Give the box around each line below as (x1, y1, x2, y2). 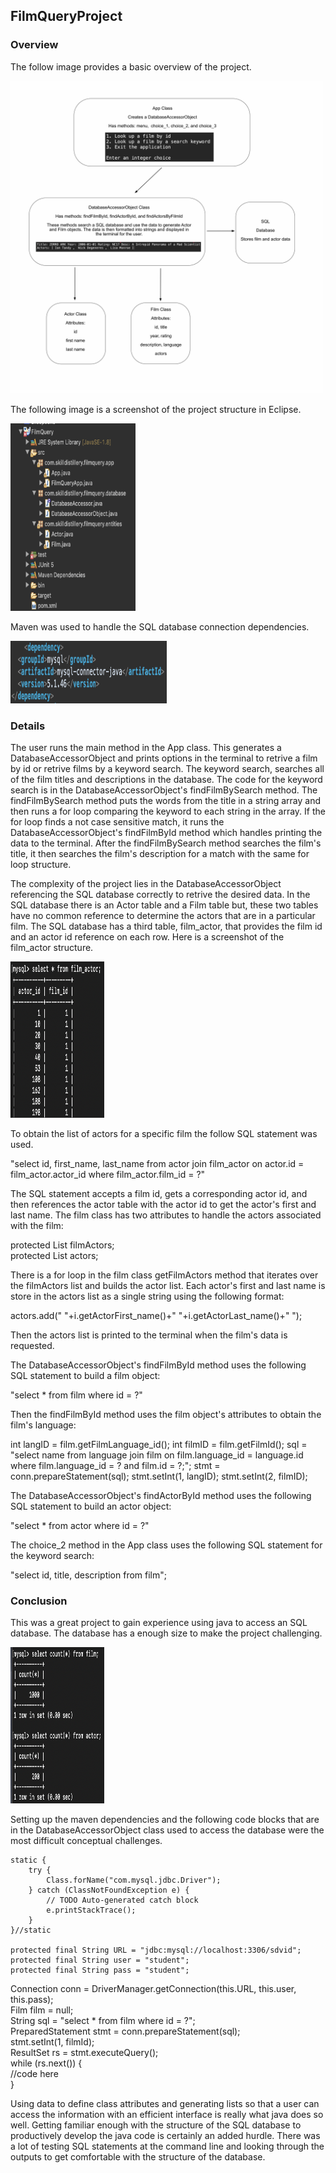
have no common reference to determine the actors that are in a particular (10, 909, 316, 921)
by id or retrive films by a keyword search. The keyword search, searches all (10, 762, 325, 774)
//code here (10, 2068, 59, 2080)
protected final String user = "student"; (10, 1955, 190, 1966)
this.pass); (10, 1994, 54, 2006)
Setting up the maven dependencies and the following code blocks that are (10, 1814, 320, 1826)
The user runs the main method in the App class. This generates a (10, 741, 282, 753)
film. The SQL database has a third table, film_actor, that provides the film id (10, 920, 323, 932)
